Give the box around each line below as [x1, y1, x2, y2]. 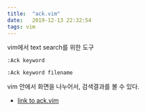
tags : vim [7, 23, 36, 30]
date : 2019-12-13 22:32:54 [7, 17, 92, 24]
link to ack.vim [17, 96, 59, 105]
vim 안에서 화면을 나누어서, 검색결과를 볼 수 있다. [7, 82, 140, 91]
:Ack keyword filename [7, 69, 73, 77]
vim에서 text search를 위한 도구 [7, 43, 95, 52]
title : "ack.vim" [7, 10, 60, 17]
